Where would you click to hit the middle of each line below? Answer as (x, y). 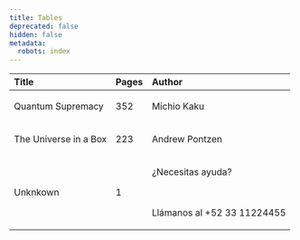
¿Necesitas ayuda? (192, 172)
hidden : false (36, 34)
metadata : (28, 43)
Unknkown (37, 193)
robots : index (44, 52)
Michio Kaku (178, 107)
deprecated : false (44, 26)
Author (168, 82)
